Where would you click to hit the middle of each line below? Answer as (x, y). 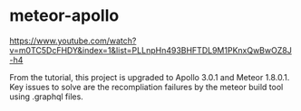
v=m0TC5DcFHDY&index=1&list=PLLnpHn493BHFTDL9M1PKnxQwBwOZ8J (150, 50)
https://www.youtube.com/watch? (73, 41)
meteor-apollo (64, 16)
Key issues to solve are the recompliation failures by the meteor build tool (146, 87)
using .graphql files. (46, 97)
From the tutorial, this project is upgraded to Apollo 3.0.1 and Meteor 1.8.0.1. (150, 77)
